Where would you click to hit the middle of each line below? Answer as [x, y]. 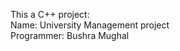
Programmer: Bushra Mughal [70, 35]
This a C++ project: [50, 14]
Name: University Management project [90, 25]
